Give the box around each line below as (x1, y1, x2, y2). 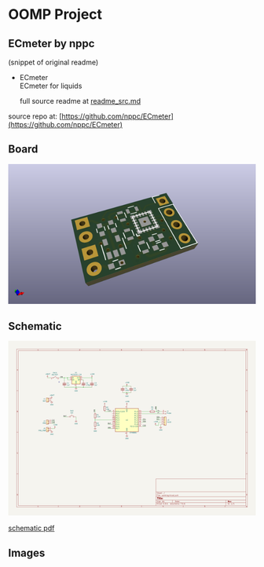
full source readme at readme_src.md (19, 97, 141, 105)
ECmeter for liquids (19, 81, 82, 90)
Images (8, 546, 46, 559)
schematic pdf (8, 524, 55, 533)
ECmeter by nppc (8, 37, 95, 50)
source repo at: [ (8, 112, 62, 121)
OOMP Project (8, 5, 103, 24)
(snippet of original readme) (8, 57, 99, 67)
